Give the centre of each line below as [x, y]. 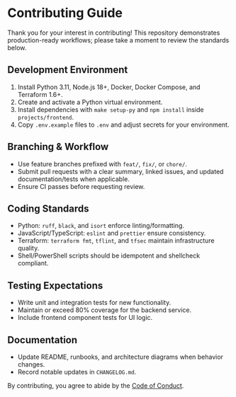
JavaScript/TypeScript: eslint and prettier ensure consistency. [112, 233]
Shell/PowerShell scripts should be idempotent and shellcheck [109, 255]
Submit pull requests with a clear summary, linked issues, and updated [120, 171]
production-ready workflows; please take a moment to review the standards [118, 40]
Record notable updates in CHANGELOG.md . [77, 372]
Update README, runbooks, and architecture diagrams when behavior [120, 357]
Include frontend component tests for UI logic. [85, 318]
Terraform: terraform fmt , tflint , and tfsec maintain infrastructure [116, 241]
